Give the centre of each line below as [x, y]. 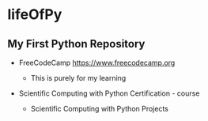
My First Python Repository [76, 44]
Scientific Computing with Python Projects [100, 109]
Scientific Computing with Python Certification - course [109, 93]
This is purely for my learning [78, 78]
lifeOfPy [35, 15]
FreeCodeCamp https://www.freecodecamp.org [97, 62]
